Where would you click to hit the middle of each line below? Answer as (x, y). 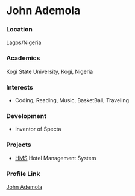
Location (20, 30)
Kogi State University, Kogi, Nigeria (50, 71)
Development (27, 116)
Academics (23, 58)
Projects (19, 145)
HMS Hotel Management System (55, 158)
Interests (20, 87)
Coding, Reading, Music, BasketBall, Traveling (72, 100)
